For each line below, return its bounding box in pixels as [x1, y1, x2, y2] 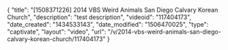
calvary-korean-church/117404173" [7, 35, 106, 43]
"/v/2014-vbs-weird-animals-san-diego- [107, 27, 222, 36]
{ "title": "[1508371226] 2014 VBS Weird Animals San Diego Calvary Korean [7, 6, 218, 14]
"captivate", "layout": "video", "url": [7, 27, 106, 36]
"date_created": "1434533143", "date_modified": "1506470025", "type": [7, 21, 209, 28]
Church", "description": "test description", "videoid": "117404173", [7, 13, 192, 21]
